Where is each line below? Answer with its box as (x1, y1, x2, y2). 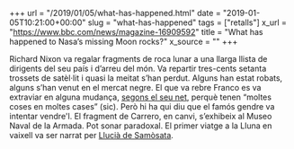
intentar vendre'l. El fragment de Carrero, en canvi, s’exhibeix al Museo (9, 111, 272, 121)
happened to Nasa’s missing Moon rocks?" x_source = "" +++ (9, 36, 238, 47)
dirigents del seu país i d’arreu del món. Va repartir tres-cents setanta (9, 63, 267, 74)
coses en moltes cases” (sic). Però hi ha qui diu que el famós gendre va (9, 101, 275, 111)
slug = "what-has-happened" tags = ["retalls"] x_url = (87, 17, 288, 28)
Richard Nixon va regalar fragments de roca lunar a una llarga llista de (9, 54, 268, 64)
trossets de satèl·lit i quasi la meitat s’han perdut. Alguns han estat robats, (9, 73, 283, 83)
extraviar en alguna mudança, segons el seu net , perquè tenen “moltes (9, 92, 272, 102)
